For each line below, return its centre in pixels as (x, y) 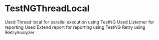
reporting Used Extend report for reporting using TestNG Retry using (75, 27)
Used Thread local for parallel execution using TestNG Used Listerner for (79, 22)
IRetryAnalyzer (20, 32)
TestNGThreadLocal (47, 9)
